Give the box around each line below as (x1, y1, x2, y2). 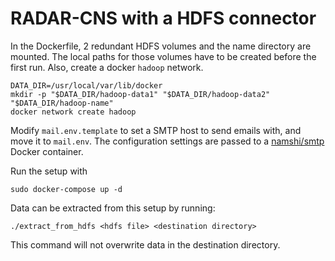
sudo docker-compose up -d (10, 184, 123, 194)
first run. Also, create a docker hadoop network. (10, 61, 204, 73)
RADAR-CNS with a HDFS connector (10, 7, 317, 30)
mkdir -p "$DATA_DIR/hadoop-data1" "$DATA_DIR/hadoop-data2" (10, 89, 271, 99)
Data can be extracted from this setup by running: (10, 202, 216, 214)
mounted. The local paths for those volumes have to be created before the (10, 50, 317, 62)
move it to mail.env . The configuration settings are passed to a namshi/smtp (10, 135, 325, 147)
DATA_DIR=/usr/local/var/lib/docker (10, 80, 163, 91)
